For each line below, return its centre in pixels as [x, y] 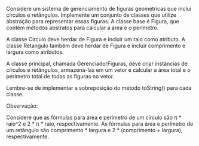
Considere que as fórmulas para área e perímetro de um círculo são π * [94, 117]
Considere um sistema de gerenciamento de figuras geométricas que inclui [99, 9]
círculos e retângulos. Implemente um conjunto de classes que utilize [91, 15]
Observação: [22, 106]
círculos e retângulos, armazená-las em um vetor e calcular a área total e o [99, 70]
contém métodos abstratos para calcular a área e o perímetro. [82, 28]
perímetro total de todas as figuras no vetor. [60, 76]
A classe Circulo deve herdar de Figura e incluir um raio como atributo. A [96, 39]
